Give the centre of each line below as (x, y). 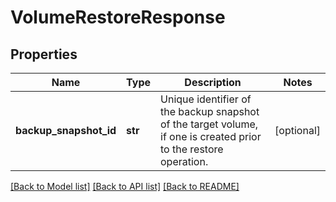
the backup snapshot (210, 111)
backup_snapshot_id (66, 130)
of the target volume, (209, 124)
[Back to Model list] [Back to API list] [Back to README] (125, 186)
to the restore (192, 149)
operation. (184, 161)
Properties (44, 54)
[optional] (297, 130)
